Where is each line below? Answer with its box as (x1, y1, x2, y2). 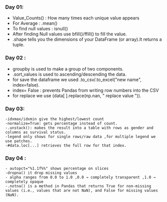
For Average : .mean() (12, 20, 58, 26)
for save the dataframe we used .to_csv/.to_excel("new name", (12, 77, 142, 83)
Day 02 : (5, 54, 26, 61)
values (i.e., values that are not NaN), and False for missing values (5, 188, 158, 193)
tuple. (12, 42, 25, 48)
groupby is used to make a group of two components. (12, 65, 124, 72)
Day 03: (5, 105, 25, 112)
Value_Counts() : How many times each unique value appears (12, 15, 139, 21)
